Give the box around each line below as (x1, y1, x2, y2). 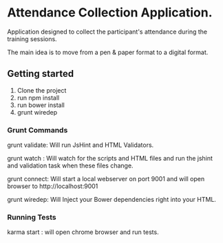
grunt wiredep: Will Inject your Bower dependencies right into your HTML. (7, 196, 217, 204)
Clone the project (17, 86, 67, 94)
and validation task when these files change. (7, 161, 134, 170)
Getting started (7, 68, 74, 80)
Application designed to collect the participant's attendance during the (7, 27, 208, 36)
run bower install (17, 101, 65, 109)
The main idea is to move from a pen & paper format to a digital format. (7, 48, 209, 56)
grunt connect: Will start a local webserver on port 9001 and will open (7, 175, 205, 183)
